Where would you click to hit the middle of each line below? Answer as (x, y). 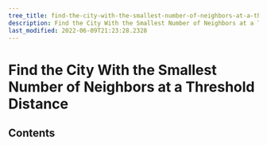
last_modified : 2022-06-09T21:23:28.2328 (78, 30)
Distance (39, 104)
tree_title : (28, 16)
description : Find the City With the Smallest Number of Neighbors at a (131, 23)
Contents (32, 133)
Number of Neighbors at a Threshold (132, 86)
